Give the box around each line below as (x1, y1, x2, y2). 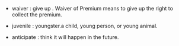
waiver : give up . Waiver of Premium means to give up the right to (11, 5, 174, 12)
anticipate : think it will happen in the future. (11, 34, 119, 40)
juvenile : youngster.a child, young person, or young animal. (11, 23, 158, 29)
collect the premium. (11, 11, 62, 18)
